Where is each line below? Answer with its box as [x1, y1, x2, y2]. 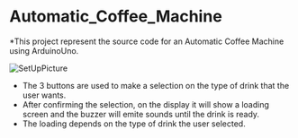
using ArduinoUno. [9, 45, 79, 56]
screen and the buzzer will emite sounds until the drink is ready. [22, 108, 259, 119]
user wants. [22, 90, 67, 100]
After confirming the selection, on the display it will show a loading [22, 99, 270, 109]
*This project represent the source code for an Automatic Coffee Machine [9, 36, 284, 47]
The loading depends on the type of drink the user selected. [22, 118, 246, 129]
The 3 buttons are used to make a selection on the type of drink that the [22, 80, 290, 91]
